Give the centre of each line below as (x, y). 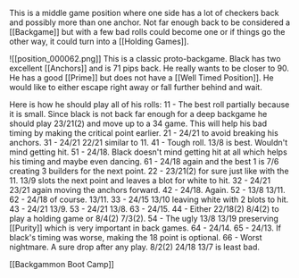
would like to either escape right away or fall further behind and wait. (136, 87)
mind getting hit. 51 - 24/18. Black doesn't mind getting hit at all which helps (148, 152)
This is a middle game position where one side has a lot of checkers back (144, 13)
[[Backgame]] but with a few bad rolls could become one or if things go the (147, 32)
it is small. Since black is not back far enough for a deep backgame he (138, 114)
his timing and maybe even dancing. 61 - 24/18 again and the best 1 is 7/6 (144, 161)
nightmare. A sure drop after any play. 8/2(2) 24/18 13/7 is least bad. (135, 247)
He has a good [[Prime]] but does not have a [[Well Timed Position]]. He (141, 78)
